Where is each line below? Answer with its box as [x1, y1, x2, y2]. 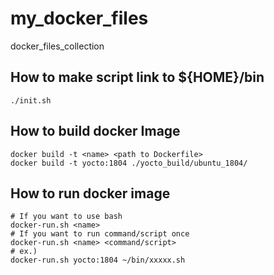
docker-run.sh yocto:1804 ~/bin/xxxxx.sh [10, 255, 186, 266]
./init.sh [10, 95, 52, 106]
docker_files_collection [10, 40, 105, 52]
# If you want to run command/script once [10, 229, 190, 239]
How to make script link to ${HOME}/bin [10, 69, 265, 86]
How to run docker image [10, 185, 171, 202]
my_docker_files [10, 7, 149, 30]
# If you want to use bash [10, 212, 123, 222]
